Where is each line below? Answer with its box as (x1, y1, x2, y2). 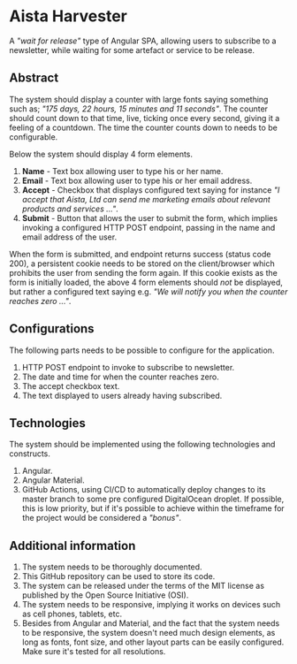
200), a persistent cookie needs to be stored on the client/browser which (9, 258, 276, 269)
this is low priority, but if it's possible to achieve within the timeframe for (21, 503, 285, 514)
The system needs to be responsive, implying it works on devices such (21, 599, 281, 610)
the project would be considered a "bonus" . (21, 513, 181, 523)
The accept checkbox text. (21, 380, 120, 391)
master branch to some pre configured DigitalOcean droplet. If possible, (21, 493, 285, 505)
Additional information (9, 538, 136, 553)
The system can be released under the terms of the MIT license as (21, 581, 265, 591)
